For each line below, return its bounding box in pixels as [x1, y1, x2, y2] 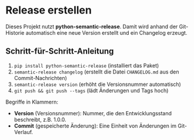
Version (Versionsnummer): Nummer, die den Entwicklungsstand [14, 109, 172, 116]
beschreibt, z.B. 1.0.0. [14, 116, 66, 123]
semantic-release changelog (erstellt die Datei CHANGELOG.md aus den [14, 68, 180, 75]
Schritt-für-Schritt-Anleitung [5, 46, 114, 56]
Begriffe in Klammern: [5, 98, 58, 105]
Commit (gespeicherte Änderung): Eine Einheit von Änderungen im [14, 122, 177, 129]
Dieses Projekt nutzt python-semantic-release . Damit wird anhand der [5, 23, 178, 30]
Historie [5, 29, 25, 36]
